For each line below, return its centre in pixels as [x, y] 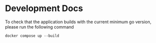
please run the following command [39, 27]
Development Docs [44, 8]
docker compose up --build [32, 36]
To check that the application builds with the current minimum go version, [78, 22]
